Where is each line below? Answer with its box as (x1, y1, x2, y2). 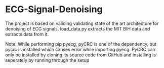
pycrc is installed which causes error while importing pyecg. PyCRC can (5, 46, 155, 52)
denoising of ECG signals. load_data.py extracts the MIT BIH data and (5, 25, 150, 31)
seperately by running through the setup (5, 57, 90, 63)
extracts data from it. (5, 31, 49, 37)
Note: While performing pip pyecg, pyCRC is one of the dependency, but (5, 41, 157, 47)
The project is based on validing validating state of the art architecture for (5, 20, 159, 26)
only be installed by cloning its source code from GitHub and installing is (5, 52, 156, 58)
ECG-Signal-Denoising (5, 4, 103, 15)
